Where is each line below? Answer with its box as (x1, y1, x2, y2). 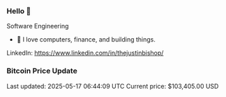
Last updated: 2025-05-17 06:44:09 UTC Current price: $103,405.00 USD (6, 82, 219, 90)
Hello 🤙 (6, 6, 31, 16)
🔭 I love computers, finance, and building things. (16, 35, 156, 44)
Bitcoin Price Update (6, 66, 77, 76)
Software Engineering (6, 22, 69, 30)
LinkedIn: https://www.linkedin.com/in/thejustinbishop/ (6, 48, 164, 58)
